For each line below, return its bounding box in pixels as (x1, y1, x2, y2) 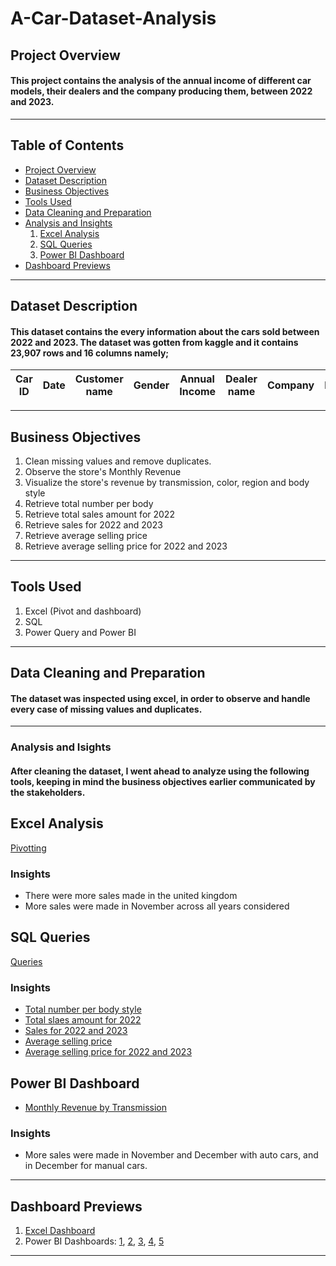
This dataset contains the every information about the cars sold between (10, 325, 320, 337)
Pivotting (10, 842, 47, 854)
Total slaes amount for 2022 (24, 1014, 142, 1026)
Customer (74, 372, 124, 386)
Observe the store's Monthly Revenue (24, 466, 182, 477)
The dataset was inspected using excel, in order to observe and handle (10, 692, 311, 704)
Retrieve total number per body (24, 498, 154, 509)
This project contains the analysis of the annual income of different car (10, 75, 312, 87)
